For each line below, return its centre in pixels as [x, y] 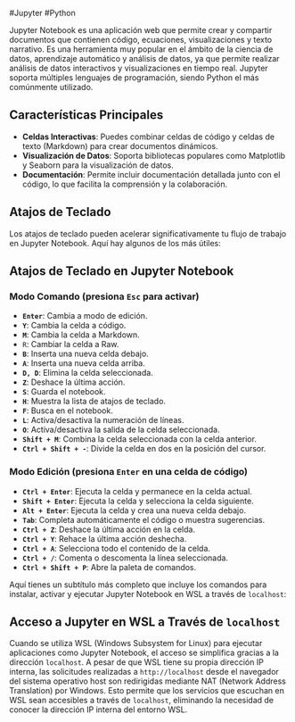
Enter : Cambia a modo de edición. [85, 316]
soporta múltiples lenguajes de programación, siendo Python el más [134, 78]
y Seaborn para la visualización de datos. [98, 165]
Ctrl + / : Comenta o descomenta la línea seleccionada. [125, 558]
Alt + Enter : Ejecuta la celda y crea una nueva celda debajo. [134, 510]
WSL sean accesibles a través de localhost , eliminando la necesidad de [142, 701]
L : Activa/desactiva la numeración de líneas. [103, 420]
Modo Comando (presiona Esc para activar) [104, 296]
